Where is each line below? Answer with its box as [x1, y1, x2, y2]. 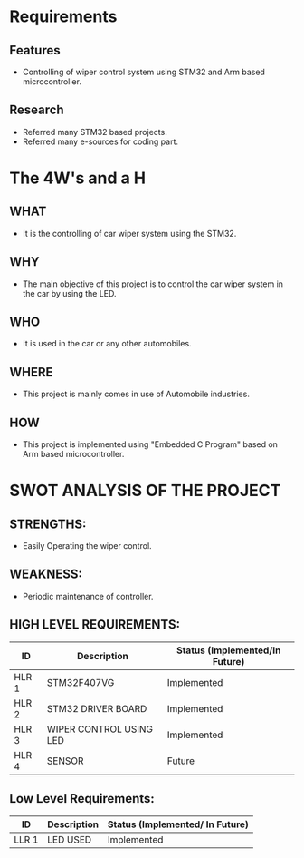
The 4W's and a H [9, 168, 147, 188]
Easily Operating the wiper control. [22, 541, 152, 551]
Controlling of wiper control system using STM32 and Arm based [22, 66, 265, 77]
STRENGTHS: [9, 516, 87, 531]
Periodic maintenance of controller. [22, 590, 154, 601]
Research [9, 102, 65, 118]
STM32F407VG [46, 676, 115, 688]
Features [9, 43, 61, 58]
